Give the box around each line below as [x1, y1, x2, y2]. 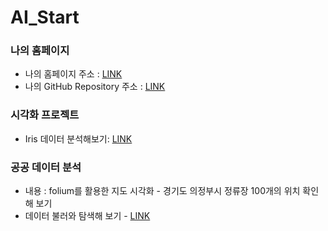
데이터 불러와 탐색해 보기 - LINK [24, 210, 151, 222]
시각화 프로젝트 [10, 108, 80, 122]
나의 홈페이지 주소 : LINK [24, 68, 123, 80]
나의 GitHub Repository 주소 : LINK [24, 81, 166, 93]
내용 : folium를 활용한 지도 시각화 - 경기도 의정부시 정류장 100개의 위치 [24, 185, 301, 197]
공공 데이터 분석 [10, 160, 82, 174]
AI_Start [10, 6, 80, 29]
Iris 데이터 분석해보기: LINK [24, 132, 133, 145]
